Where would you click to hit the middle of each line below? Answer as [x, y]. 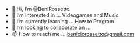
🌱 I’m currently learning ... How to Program [63, 21]
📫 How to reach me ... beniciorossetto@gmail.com [73, 34]
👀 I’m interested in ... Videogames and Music [65, 15]
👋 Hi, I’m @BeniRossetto [41, 9]
